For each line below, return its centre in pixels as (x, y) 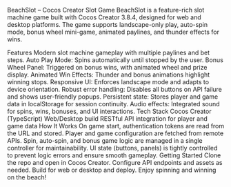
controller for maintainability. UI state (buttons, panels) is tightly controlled (112, 148)
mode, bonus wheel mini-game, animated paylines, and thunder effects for (113, 32)
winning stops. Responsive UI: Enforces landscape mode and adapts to (108, 82)
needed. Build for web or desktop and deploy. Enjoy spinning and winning (112, 170)
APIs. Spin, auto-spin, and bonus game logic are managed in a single (105, 140)
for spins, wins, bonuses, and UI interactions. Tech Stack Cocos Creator (109, 111)
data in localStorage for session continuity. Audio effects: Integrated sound (113, 104)
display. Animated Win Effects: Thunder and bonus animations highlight (109, 75)
